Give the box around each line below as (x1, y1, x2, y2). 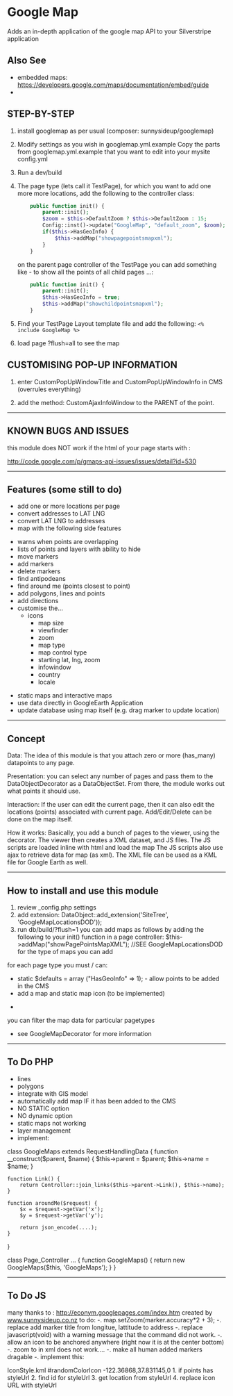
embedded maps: (17, 73, 68, 81)
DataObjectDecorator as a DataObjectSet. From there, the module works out (7, 780, 225, 788)
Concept (7, 732, 46, 744)
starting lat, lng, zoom (37, 656, 101, 664)
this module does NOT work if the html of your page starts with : (7, 443, 191, 452)
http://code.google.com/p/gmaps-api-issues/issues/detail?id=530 (7, 457, 196, 466)
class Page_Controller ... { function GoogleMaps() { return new (7, 1256, 185, 1264)
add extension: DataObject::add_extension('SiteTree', (17, 911, 169, 919)
